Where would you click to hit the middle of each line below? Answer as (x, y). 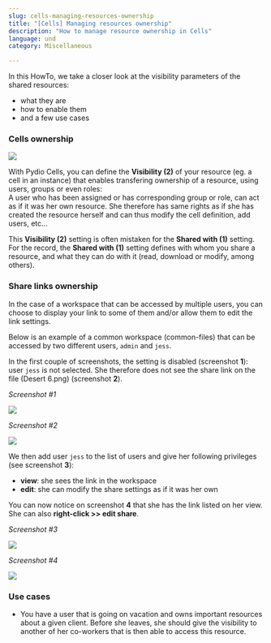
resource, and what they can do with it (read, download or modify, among (131, 257)
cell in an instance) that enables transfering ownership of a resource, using (133, 180)
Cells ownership (41, 139)
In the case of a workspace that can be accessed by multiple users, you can (136, 304)
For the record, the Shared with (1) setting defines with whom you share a (132, 248)
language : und (32, 39)
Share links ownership (54, 287)
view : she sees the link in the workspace (88, 481)
